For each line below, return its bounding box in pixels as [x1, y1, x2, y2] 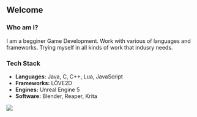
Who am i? [6, 23, 39, 32]
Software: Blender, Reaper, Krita [15, 92, 98, 100]
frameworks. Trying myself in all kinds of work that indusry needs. [6, 43, 173, 51]
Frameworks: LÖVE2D [15, 79, 72, 86]
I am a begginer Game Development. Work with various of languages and [6, 37, 191, 45]
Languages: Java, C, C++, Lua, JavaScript [15, 73, 124, 80]
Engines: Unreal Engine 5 [15, 86, 80, 93]
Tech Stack [6, 59, 41, 67]
